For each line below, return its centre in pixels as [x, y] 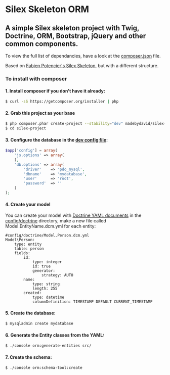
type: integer [47, 262]
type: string [46, 284]
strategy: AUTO [57, 275]
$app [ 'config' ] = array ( [31, 151]
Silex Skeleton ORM [47, 9]
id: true [41, 266]
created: [33, 293]
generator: [44, 271]
